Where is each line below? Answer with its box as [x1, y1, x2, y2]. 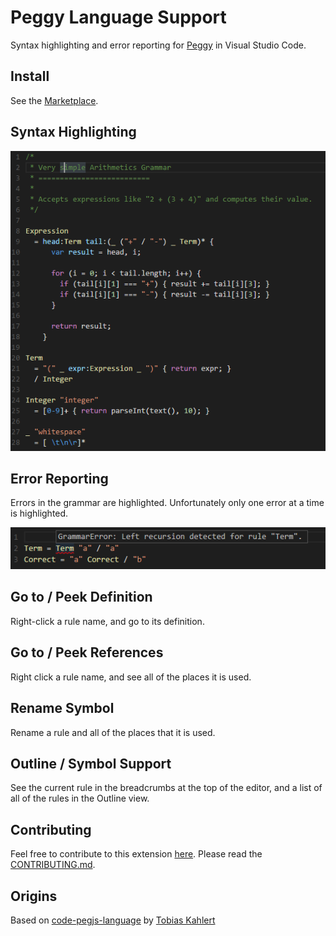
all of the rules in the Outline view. [10, 792, 150, 805]
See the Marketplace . [10, 94, 99, 106]
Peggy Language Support [10, 6, 227, 29]
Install [10, 68, 50, 85]
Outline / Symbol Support [10, 755, 172, 772]
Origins [10, 887, 58, 905]
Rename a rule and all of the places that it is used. [10, 726, 216, 738]
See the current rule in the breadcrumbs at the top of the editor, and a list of [10, 782, 323, 794]
